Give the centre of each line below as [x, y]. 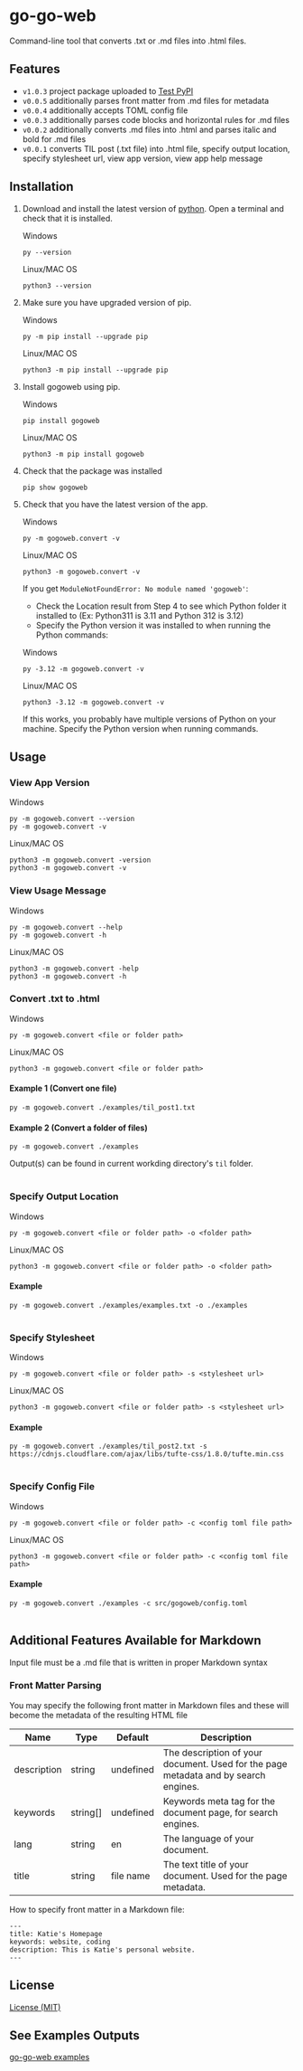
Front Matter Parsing [55, 1686]
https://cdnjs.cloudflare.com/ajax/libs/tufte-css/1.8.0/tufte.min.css [147, 1454]
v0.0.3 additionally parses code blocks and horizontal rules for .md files [156, 119]
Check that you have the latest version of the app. [115, 504]
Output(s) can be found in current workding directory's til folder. [132, 1164]
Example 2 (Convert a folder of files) [78, 1128]
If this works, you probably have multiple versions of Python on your [149, 719]
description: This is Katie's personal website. [102, 1950]
